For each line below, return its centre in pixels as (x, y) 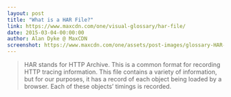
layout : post (26, 13)
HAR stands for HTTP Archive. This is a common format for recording (122, 65)
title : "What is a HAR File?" (51, 20)
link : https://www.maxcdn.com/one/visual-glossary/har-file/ (97, 26)
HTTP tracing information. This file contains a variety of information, (121, 72)
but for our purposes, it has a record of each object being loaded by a (123, 79)
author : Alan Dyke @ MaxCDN (47, 39)
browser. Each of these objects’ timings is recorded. (98, 86)
